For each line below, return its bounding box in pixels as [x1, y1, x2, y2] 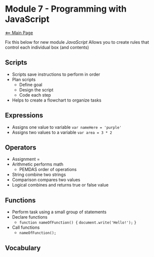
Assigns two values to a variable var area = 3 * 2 [12, 129, 112, 135]
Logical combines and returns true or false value [12, 182, 109, 188]
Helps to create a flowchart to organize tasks [12, 97, 101, 103]
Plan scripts [12, 76, 36, 82]
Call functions [12, 224, 40, 230]
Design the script [19, 86, 54, 93]
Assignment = [12, 156, 40, 162]
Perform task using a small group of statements [12, 209, 107, 215]
